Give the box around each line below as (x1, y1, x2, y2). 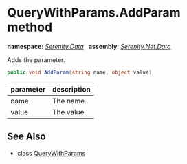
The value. (52, 107, 87, 116)
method (7, 19, 53, 35)
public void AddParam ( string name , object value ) (7, 69, 153, 76)
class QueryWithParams (16, 149, 86, 157)
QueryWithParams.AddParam (7, 5, 181, 21)
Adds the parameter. (7, 55, 65, 63)
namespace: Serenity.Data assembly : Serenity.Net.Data (7, 42, 171, 50)
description (52, 84, 91, 94)
